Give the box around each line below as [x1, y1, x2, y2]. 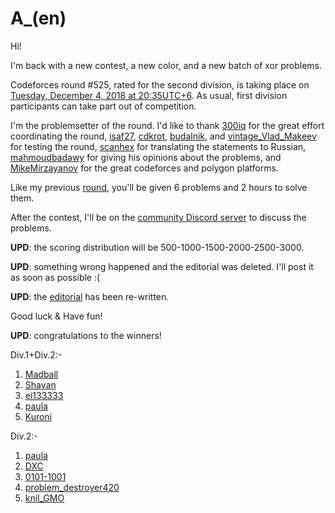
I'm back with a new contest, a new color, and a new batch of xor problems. [10, 59, 322, 71]
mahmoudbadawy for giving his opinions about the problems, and [10, 151, 282, 163]
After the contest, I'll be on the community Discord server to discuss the [10, 211, 307, 223]
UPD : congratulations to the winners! [10, 329, 162, 341]
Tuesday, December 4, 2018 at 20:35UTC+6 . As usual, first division [10, 89, 288, 101]
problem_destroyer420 [24, 481, 120, 493]
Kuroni [24, 410, 53, 422]
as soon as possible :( [10, 271, 101, 283]
